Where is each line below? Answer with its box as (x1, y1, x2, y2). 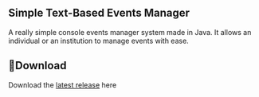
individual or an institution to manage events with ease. (8, 36, 189, 45)
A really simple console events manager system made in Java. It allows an (8, 27, 252, 37)
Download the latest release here (8, 80, 117, 90)
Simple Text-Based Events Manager (8, 6, 190, 20)
